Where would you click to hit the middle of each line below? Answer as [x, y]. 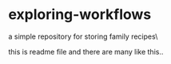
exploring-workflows [80, 15]
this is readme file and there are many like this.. [86, 51]
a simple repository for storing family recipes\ [83, 36]
